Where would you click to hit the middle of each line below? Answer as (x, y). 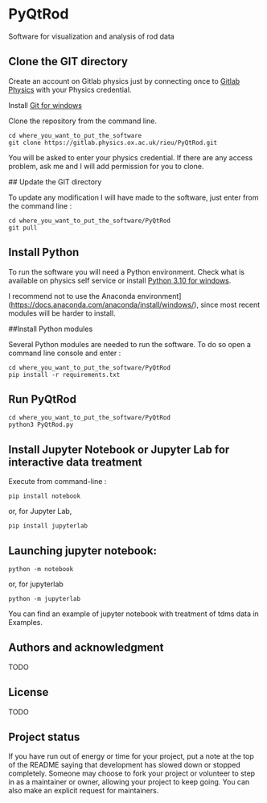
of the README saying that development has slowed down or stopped (125, 765)
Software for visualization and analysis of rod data (91, 36)
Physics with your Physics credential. (70, 89)
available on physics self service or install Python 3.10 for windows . (120, 280)
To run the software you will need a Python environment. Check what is (127, 271)
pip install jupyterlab (48, 526)
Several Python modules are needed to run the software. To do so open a (130, 344)
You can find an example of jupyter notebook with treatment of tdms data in (133, 614)
